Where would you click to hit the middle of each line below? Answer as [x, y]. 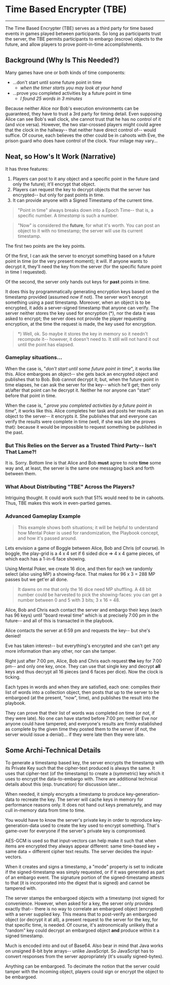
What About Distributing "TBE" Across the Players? [70, 487]
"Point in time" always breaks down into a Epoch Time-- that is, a [86, 210]
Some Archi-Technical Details [53, 750]
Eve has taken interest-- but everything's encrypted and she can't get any [82, 646]
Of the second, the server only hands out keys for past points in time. [78, 282]
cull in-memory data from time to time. [45, 810]
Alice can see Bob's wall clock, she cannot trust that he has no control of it [83, 119]
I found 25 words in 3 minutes [51, 98]
